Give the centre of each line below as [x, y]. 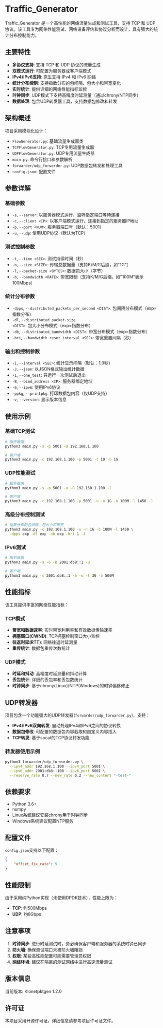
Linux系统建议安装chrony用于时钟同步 [50, 815]
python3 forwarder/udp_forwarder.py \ [44, 762]
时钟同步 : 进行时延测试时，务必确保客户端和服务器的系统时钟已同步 [79, 943]
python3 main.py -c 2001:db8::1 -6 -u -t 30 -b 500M [59, 575]
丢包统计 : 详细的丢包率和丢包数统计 [47, 679]
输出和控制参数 [23, 351]
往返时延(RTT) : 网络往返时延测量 [45, 642]
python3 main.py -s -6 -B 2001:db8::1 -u [48, 562]
